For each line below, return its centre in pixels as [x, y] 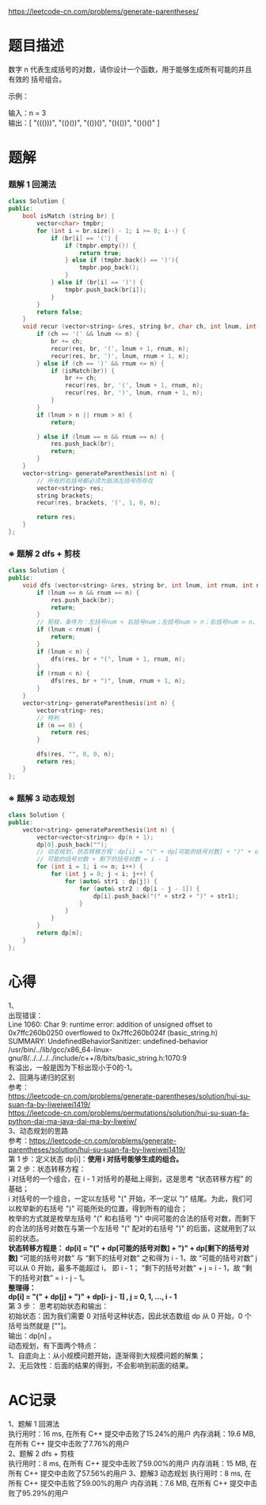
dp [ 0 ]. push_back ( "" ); [72, 844]
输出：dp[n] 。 [32, 1335]
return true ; [101, 253]
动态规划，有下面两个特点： [53, 1345]
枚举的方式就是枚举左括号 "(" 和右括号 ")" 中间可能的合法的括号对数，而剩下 [132, 1218]
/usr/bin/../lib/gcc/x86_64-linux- [60, 1050]
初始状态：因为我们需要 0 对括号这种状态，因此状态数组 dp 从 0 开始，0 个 [130, 1316]
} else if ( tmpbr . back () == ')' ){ [122, 261]
